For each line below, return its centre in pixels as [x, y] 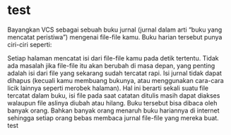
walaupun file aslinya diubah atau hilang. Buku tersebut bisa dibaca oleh [112, 103]
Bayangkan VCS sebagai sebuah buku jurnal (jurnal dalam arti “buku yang [115, 30]
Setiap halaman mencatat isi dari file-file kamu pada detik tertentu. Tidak [113, 58]
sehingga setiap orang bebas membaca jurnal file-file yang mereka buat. [113, 117]
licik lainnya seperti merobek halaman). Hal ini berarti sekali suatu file [108, 88]
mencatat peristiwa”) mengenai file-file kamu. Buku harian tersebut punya [115, 37]
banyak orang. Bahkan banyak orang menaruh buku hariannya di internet [114, 110]
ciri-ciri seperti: [30, 44]
